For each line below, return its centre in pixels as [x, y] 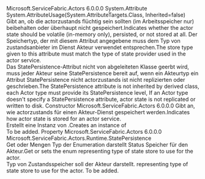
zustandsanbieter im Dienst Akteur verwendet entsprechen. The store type [100, 47]
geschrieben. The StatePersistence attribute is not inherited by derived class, [103, 86]
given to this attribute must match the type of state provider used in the [96, 54]
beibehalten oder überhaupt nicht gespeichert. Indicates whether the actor [100, 28]
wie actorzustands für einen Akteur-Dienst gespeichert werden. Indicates [98, 112]
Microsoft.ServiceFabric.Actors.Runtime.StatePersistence [79, 138]
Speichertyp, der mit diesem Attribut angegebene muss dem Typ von [93, 41]
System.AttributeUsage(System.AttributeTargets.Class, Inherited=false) [96, 15]
